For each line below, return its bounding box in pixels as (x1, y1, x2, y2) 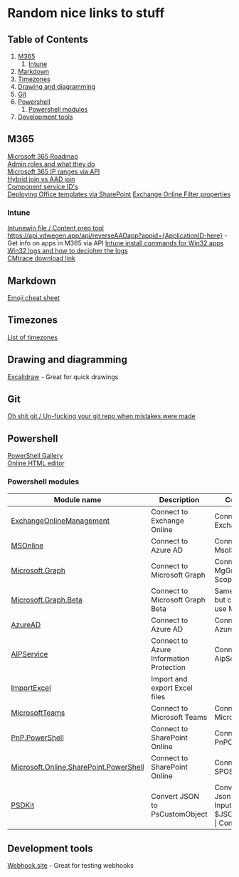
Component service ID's (7, 182, 78, 191)
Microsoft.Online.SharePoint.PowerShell (11, 762, 144, 772)
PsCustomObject (151, 809, 208, 819)
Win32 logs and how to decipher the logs (7, 247, 128, 255)
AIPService (11, 649, 48, 659)
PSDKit (11, 800, 35, 810)
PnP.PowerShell (11, 733, 64, 743)
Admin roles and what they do (7, 159, 95, 168)
